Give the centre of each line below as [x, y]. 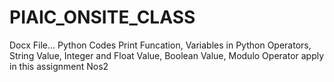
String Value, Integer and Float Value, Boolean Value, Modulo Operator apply [167, 55]
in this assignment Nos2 [59, 66]
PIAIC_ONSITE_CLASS [102, 17]
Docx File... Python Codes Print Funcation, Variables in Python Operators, [160, 45]
